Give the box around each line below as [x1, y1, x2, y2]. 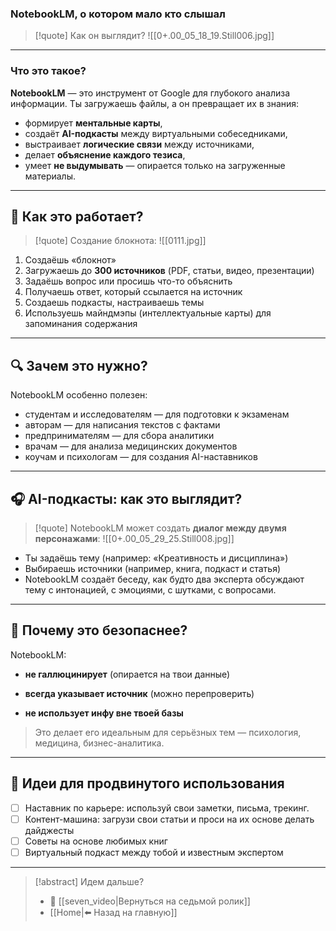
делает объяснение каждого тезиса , [24, 148, 186, 161]
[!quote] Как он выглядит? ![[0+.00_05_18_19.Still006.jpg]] [34, 30, 275, 42]
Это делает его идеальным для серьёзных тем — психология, [34, 726, 302, 738]
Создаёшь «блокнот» [24, 254, 117, 266]
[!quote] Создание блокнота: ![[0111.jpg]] [34, 235, 207, 247]
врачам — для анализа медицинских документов [24, 440, 238, 452]
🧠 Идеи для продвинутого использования [10, 775, 285, 792]
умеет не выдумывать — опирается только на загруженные [24, 159, 286, 171]
